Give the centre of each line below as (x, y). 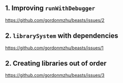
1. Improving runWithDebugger (50, 8)
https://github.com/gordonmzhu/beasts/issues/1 (55, 48)
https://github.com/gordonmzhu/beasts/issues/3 (55, 75)
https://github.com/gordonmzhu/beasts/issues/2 (55, 20)
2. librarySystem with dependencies (62, 36)
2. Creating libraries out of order (56, 63)
